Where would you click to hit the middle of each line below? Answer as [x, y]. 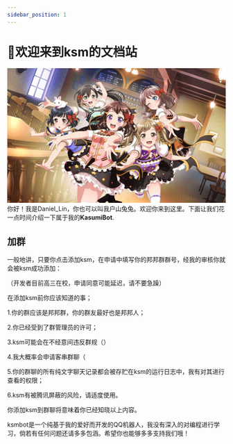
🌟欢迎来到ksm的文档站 [72, 52]
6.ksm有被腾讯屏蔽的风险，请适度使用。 [64, 395]
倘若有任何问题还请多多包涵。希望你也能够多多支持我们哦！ [104, 433]
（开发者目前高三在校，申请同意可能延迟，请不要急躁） [86, 283]
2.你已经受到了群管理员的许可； [53, 327]
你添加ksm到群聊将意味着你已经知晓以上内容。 [74, 409]
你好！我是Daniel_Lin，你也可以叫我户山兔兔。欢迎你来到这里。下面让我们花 [116, 209]
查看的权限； [25, 380]
